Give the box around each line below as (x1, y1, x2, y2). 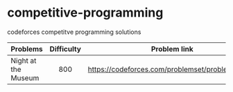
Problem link (150, 44, 193, 53)
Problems (10, 44, 43, 53)
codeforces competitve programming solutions (7, 28, 141, 36)
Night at (10, 55, 37, 65)
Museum (10, 73, 40, 82)
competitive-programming (7, 5, 164, 21)
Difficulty (49, 44, 82, 53)
